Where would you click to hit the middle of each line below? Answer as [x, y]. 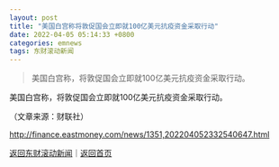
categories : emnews [46, 43]
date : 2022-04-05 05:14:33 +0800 [72, 34]
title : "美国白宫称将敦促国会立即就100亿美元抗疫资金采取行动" [114, 26]
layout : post [34, 18]
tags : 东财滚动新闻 [42, 51]
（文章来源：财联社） [49, 116]
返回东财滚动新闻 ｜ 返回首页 [61, 153]
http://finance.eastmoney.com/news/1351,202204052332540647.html [139, 135]
